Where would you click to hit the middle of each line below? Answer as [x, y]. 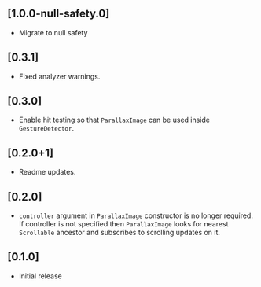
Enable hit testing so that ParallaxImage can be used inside [114, 120]
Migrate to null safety [53, 32]
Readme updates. [47, 172]
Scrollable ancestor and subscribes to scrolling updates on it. [119, 233]
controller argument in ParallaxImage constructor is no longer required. [136, 215]
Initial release [40, 276]
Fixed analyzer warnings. [59, 76]
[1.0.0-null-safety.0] [59, 14]
